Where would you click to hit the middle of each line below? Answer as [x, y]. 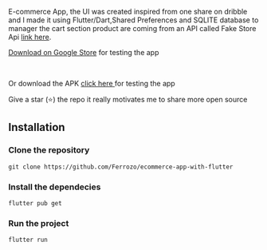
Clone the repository [49, 150]
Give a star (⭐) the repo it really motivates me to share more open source [128, 99]
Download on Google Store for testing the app [84, 52]
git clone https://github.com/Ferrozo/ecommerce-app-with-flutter [121, 167]
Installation [37, 127]
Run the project [39, 223]
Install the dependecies [55, 187]
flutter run [28, 240]
